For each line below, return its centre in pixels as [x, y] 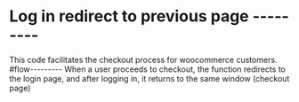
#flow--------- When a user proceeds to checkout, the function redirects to [148, 69]
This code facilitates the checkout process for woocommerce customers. [143, 59]
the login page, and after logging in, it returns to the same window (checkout [149, 78]
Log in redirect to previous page [129, 16]
